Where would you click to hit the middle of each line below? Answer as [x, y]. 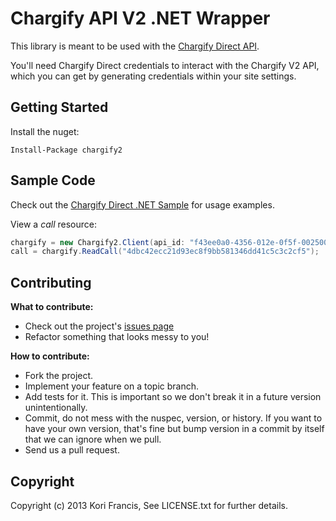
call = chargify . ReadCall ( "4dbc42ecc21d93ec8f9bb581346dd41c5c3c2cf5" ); [165, 252]
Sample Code [53, 180]
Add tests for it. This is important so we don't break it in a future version [173, 397]
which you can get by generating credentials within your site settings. [153, 76]
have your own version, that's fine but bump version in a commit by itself [174, 429]
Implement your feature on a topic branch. [111, 386]
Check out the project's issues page [99, 326]
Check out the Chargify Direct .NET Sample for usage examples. [142, 204]
